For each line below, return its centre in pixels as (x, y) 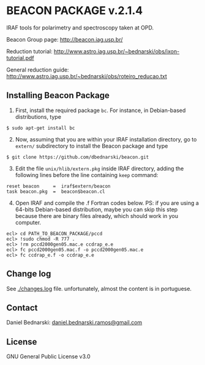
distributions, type (38, 116)
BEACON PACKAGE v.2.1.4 (75, 11)
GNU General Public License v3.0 (48, 356)
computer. (28, 222)
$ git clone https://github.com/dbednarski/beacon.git (78, 157)
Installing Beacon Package (58, 96)
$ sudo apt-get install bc (41, 128)
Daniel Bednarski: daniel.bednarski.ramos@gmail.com (74, 323)
